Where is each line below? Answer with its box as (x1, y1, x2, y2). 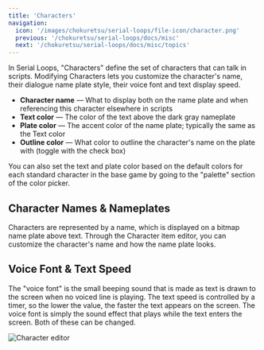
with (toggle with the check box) (19, 146, 126, 156)
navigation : (8, 19, 48, 27)
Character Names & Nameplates (8, 201, 171, 215)
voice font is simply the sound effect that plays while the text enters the (8, 309, 243, 318)
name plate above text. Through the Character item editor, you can (8, 231, 227, 240)
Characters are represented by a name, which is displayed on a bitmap (8, 222, 240, 231)
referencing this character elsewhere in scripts (19, 104, 173, 114)
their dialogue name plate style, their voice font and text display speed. (8, 80, 241, 90)
